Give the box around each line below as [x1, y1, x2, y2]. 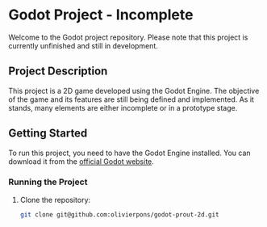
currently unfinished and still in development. [8, 40, 159, 50]
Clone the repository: [19, 195, 91, 204]
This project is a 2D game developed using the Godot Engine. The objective [8, 86, 260, 95]
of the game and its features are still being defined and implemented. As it [8, 95, 254, 104]
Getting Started [8, 127, 88, 141]
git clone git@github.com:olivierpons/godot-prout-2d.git [19, 210, 219, 219]
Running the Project [8, 176, 88, 187]
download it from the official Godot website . [8, 156, 155, 166]
